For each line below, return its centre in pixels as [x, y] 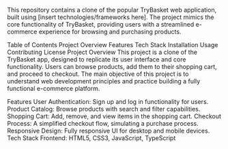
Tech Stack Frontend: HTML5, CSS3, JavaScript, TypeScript [91, 138]
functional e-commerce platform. [54, 89]
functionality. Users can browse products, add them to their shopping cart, [112, 67]
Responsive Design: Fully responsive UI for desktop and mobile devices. [109, 131]
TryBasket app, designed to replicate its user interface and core [97, 59]
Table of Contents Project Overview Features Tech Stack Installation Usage [113, 45]
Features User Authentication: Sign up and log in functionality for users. [108, 101]
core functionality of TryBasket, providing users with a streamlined [101, 24]
